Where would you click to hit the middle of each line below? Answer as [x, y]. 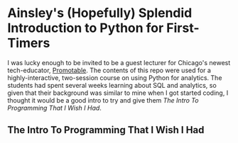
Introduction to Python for [86, 28]
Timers [29, 43]
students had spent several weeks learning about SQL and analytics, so [112, 85]
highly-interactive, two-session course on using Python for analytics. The [115, 78]
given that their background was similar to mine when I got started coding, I [118, 93]
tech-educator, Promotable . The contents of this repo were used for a [109, 70]
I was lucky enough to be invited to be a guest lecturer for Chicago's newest [119, 62]
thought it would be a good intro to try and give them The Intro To [103, 100]
